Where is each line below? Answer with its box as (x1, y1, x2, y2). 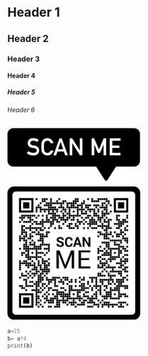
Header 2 (7, 33, 50, 45)
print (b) (7, 342, 33, 350)
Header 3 (7, 54, 40, 64)
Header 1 (7, 4, 60, 21)
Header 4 (7, 72, 35, 80)
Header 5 (7, 87, 35, 96)
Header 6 (7, 106, 35, 114)
